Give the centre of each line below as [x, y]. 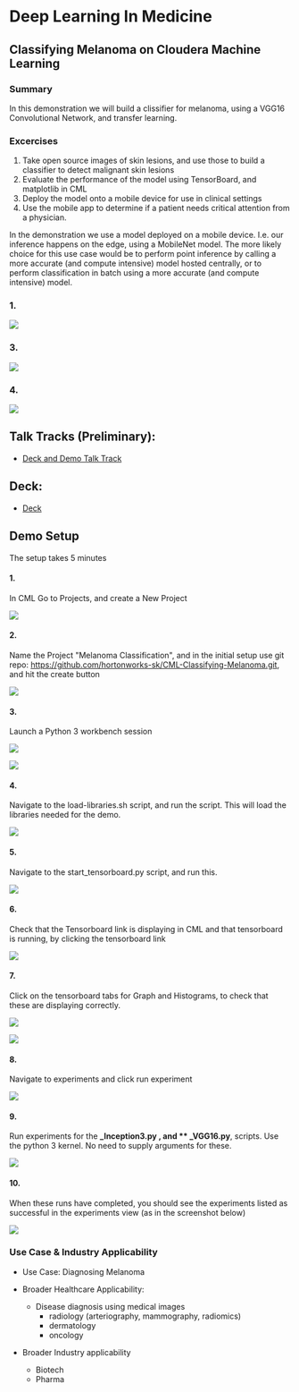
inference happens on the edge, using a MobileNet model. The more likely [145, 244]
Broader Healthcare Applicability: [83, 1289]
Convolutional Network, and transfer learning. [93, 117]
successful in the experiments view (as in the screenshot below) [128, 1212]
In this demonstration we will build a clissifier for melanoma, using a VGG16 [147, 108]
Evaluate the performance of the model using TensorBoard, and [139, 180]
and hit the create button [55, 674]
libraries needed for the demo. [65, 815]
